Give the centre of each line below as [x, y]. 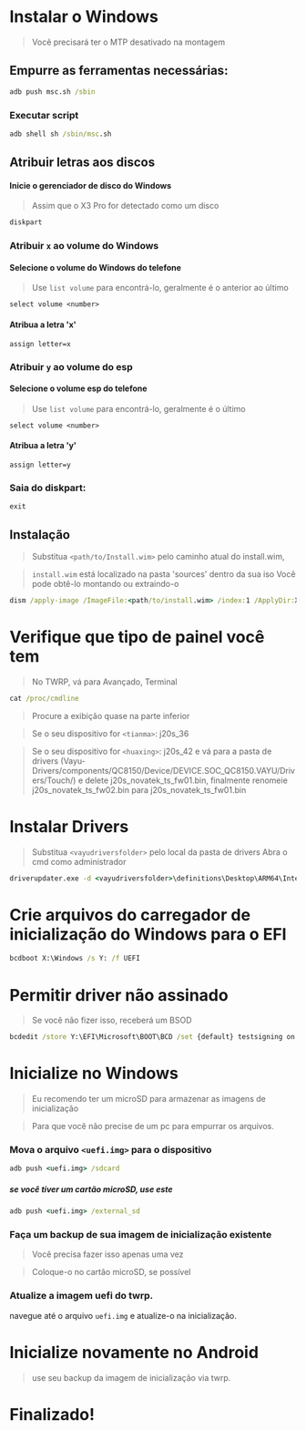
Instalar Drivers [69, 826]
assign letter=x [40, 344]
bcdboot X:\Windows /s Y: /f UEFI [75, 959]
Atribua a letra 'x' [43, 324]
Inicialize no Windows [94, 1074]
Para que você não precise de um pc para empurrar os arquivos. [153, 1127]
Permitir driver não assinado [119, 995]
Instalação [40, 535]
